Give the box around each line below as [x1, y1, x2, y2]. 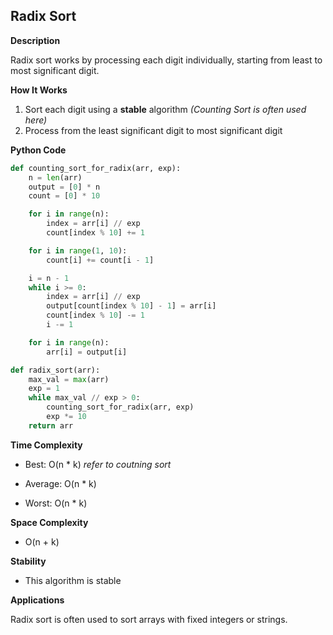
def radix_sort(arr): [10, 365, 101, 375]
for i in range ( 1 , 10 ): [28, 245, 128, 256]
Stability [10, 555, 47, 567]
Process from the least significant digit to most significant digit [24, 124, 283, 136]
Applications [10, 594, 65, 606]
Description [10, 34, 61, 46]
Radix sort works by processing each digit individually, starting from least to [10, 54, 323, 66]
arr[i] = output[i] [46, 347, 128, 357]
